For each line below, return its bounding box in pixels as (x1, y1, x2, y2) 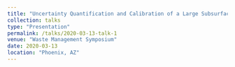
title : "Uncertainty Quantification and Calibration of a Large (7, 10, 199, 17)
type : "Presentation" (7, 23, 71, 30)
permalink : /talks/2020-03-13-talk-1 (7, 29, 117, 37)
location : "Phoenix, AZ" (7, 50, 80, 57)
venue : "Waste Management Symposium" (7, 36, 117, 43)
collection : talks (7, 17, 61, 24)
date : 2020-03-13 (7, 43, 58, 50)
